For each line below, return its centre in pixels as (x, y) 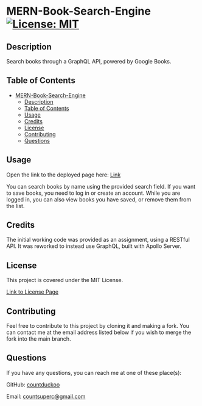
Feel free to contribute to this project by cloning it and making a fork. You (98, 326)
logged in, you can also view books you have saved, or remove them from (99, 199)
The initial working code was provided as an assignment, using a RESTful (98, 240)
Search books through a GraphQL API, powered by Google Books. (89, 61)
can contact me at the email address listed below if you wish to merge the (99, 332)
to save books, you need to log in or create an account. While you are (93, 193)
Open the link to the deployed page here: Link (64, 175)
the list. (16, 206)
